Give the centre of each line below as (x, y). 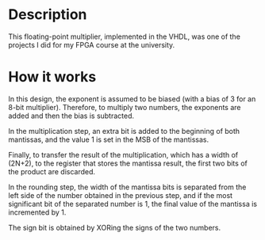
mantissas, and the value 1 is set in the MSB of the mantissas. (109, 139)
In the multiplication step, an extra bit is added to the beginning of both (124, 131)
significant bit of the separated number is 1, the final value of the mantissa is (133, 204)
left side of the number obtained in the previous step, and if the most (120, 195)
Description (48, 15)
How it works (52, 77)
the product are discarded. (52, 171)
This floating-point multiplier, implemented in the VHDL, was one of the (124, 36)
